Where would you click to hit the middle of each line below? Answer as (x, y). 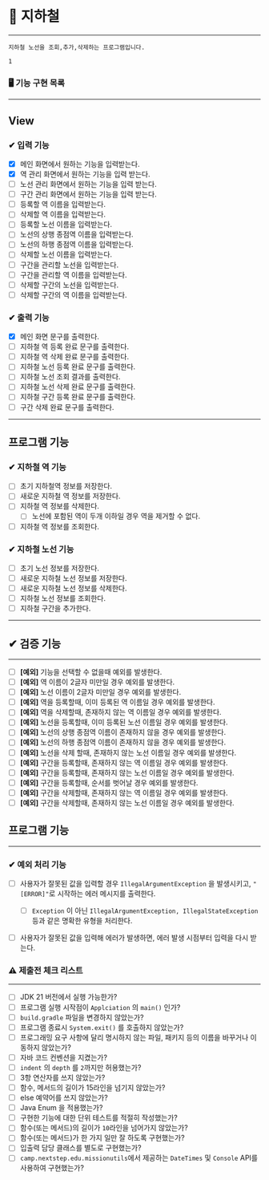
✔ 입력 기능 (29, 145)
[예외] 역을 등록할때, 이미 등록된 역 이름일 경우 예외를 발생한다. (117, 702)
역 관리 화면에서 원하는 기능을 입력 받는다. (85, 174)
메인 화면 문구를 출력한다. (60, 337)
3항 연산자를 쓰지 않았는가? (62, 1077)
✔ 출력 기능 (29, 318)
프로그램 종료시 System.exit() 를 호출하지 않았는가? (102, 1027)
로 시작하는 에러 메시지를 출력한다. (102, 894)
